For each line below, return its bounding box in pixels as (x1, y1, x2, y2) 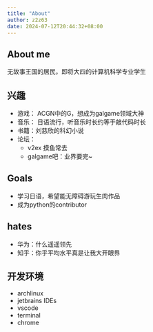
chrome (17, 318, 39, 327)
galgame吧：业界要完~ (27, 152, 93, 160)
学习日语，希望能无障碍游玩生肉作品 (17, 191, 121, 200)
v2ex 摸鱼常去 (27, 144, 68, 152)
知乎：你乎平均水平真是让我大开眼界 (17, 249, 121, 257)
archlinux (17, 289, 43, 298)
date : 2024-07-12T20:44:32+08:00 (7, 23, 103, 30)
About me (7, 48, 50, 60)
